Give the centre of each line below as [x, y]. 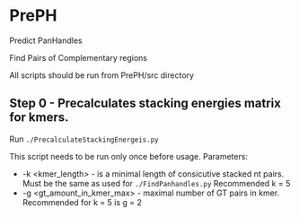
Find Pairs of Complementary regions [79, 57]
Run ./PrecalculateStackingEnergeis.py [84, 139]
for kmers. [39, 117]
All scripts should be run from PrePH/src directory [102, 75]
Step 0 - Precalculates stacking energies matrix [145, 104]
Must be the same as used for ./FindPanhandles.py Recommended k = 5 [156, 183]
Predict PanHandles [46, 40]
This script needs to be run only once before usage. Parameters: [129, 156]
